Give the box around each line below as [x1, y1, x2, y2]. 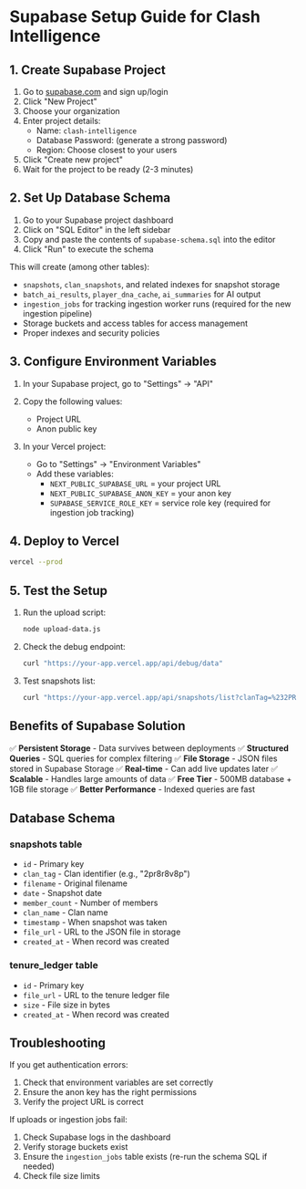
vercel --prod [9, 558, 64, 567]
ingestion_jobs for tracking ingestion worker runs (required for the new [22, 298, 291, 309]
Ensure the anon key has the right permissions [22, 1087, 198, 1098]
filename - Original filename [22, 878, 128, 889]
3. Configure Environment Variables [9, 354, 217, 370]
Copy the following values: [22, 395, 123, 407]
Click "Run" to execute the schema [22, 244, 154, 255]
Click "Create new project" [22, 154, 124, 165]
